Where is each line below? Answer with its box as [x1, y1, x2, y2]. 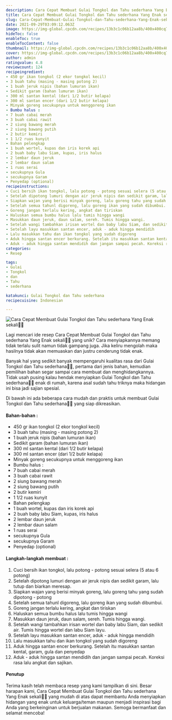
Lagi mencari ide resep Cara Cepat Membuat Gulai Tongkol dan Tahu [6, 332, 151, 338]
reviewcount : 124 [6, 65, 43, 70]
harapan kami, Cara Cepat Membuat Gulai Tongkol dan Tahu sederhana [6, 688, 156, 694]
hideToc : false [6, 31, 38, 36]
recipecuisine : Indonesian [6, 298, 63, 303]
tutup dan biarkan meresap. [13, 583, 72, 589]
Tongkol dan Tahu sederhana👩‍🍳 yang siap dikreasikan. [6, 401, 121, 407]
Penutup [6, 671, 24, 677]
